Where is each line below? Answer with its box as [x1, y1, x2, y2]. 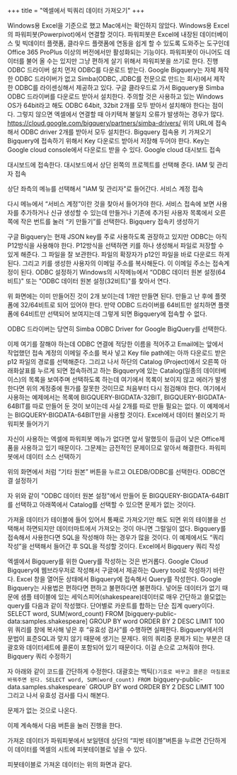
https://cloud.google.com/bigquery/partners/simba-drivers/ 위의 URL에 [7, 119, 214, 127]
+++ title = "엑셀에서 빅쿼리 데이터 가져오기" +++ [7, 6, 145, 14]
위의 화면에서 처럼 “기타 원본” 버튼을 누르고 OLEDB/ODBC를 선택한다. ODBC [7, 468, 220, 476]
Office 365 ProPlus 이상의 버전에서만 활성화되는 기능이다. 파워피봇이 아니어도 [7, 48, 223, 56]
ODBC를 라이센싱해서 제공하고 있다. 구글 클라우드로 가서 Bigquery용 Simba [14, 84, 224, 92]
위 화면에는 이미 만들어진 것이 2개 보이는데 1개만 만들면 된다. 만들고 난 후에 [7, 292, 214, 300]
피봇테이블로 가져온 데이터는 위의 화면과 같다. [7, 760, 132, 769]
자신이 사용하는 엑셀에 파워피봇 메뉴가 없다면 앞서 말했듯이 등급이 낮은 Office [7, 435, 219, 443]
